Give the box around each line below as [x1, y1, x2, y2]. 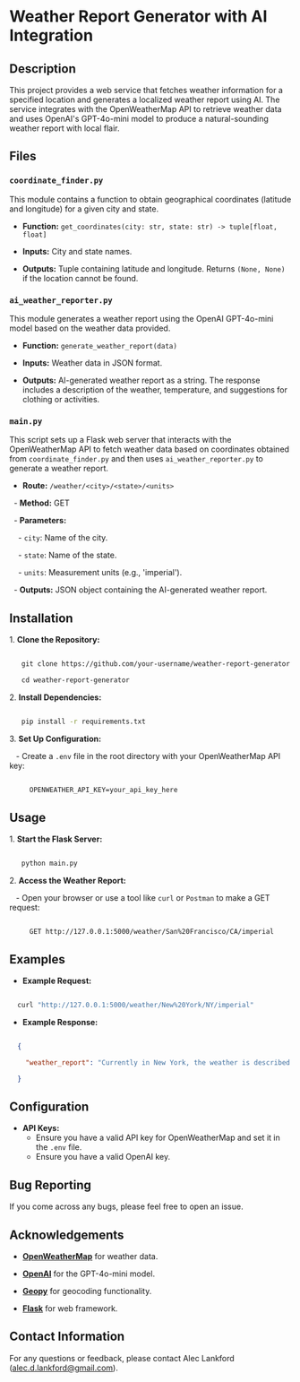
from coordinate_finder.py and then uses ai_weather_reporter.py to [9, 453, 264, 464]
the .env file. [35, 1142, 82, 1153]
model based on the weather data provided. [9, 323, 171, 333]
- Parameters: [13, 515, 67, 526]
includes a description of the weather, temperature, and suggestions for [21, 384, 288, 395]
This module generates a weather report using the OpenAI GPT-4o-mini [9, 313, 274, 324]
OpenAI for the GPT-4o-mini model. [21, 1268, 155, 1279]
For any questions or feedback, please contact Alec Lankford [9, 1352, 235, 1363]
